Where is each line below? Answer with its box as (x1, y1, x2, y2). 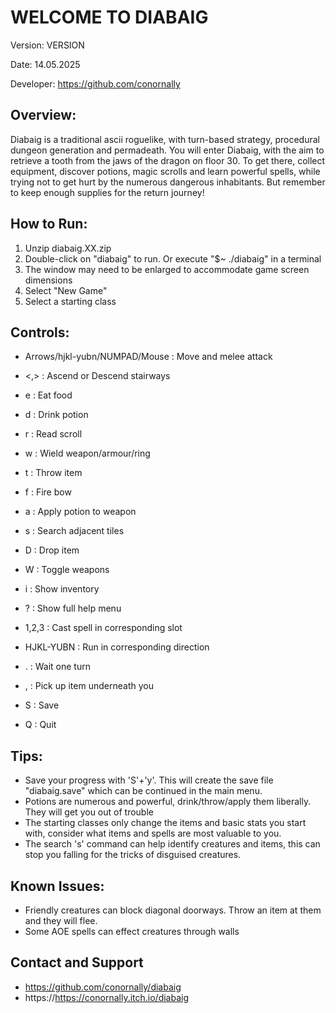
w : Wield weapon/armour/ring (24, 447, 151, 460)
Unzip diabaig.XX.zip (24, 242, 112, 254)
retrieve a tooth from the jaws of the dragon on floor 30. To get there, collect (10, 154, 326, 166)
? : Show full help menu (24, 602, 122, 615)
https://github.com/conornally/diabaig (24, 981, 182, 993)
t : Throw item (24, 467, 83, 479)
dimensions (24, 274, 73, 286)
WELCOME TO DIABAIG (10, 6, 209, 29)
